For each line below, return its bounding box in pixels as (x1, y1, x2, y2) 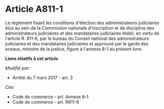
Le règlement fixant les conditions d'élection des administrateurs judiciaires (5, 20, 160, 26)
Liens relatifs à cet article (5, 55, 58, 61)
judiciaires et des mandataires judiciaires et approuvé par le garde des (5, 40, 149, 46)
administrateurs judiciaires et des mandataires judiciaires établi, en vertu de (5, 30, 160, 36)
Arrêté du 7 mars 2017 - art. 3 (12, 74, 73, 80)
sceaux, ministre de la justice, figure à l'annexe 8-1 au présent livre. (5, 46, 143, 52)
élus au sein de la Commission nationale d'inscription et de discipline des (5, 25, 155, 31)
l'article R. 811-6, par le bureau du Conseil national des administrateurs (5, 36, 149, 41)
